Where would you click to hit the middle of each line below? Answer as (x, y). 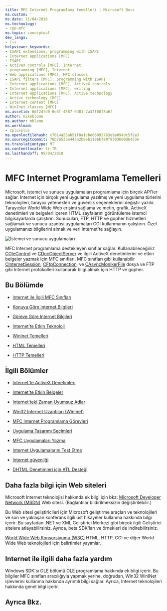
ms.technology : (21, 24)
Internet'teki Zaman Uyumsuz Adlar (49, 402)
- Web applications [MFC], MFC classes (47, 75)
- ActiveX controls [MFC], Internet (43, 65)
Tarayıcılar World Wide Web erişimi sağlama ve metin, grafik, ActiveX (76, 208)
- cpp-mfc (15, 28)
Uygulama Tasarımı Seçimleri (42, 431)
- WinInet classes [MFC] (31, 107)
